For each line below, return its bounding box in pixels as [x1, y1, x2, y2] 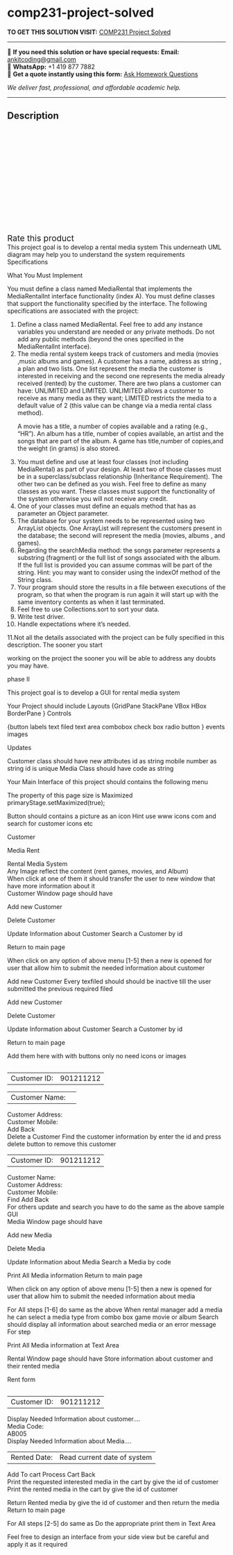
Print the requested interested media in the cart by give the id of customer [7, 1477, 219, 1486]
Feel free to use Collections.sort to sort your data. [17, 605, 159, 613]
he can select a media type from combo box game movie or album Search [7, 1313, 219, 1321]
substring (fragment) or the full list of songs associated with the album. [17, 553, 221, 561]
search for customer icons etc [7, 819, 94, 827]
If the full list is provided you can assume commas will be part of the [17, 561, 213, 569]
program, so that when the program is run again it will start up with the [17, 590, 218, 598]
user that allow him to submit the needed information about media [7, 1292, 196, 1300]
